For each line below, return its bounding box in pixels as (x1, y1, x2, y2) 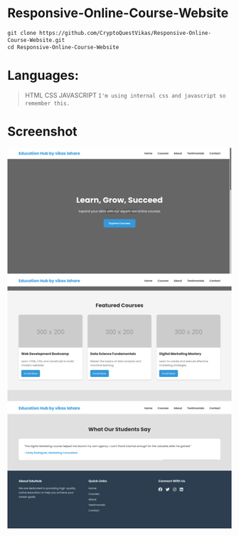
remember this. (24, 100, 70, 107)
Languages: (7, 68, 80, 83)
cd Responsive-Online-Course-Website (7, 43, 119, 51)
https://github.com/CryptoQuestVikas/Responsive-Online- (38, 29, 212, 36)
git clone (7, 29, 37, 36)
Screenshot (7, 123, 78, 140)
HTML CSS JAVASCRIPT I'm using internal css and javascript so (24, 91, 226, 99)
